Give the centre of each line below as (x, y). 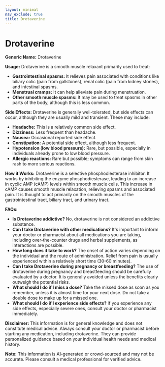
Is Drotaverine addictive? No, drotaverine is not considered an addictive (86, 219)
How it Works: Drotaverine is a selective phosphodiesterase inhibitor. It (77, 173)
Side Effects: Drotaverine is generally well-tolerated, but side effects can (79, 112)
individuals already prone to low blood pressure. (61, 154)
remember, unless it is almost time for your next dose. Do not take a (81, 293)
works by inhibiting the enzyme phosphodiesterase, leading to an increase (81, 179)
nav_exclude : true (24, 14)
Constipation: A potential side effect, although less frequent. (74, 143)
